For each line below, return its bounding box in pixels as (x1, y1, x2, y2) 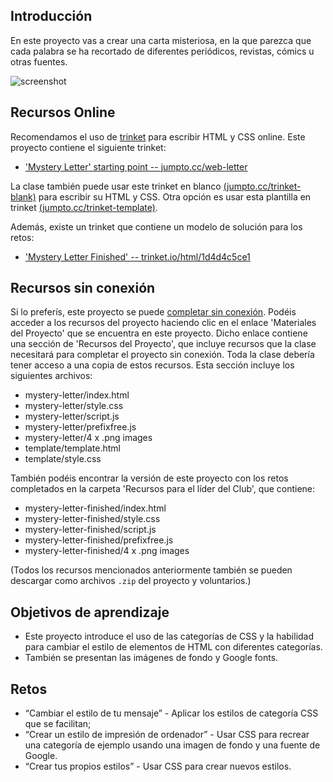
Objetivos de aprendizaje (10, 604, 170, 621)
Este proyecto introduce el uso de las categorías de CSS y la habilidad (24, 630, 315, 643)
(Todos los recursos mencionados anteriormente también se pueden (10, 564, 293, 576)
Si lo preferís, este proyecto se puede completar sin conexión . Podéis (10, 306, 297, 318)
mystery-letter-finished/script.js (24, 524, 157, 536)
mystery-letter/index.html (24, 389, 130, 401)
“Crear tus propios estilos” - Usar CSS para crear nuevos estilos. (24, 760, 292, 773)
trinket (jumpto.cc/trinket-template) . (10, 201, 158, 213)
